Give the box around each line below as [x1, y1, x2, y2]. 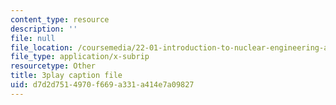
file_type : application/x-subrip [10, 52, 150, 62]
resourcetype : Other [10, 61, 97, 71]
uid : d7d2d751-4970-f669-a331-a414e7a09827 [10, 80, 195, 90]
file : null [10, 33, 56, 43]
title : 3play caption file [10, 71, 123, 81]
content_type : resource [10, 14, 110, 25]
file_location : [10, 42, 74, 53]
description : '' [10, 24, 78, 34]
